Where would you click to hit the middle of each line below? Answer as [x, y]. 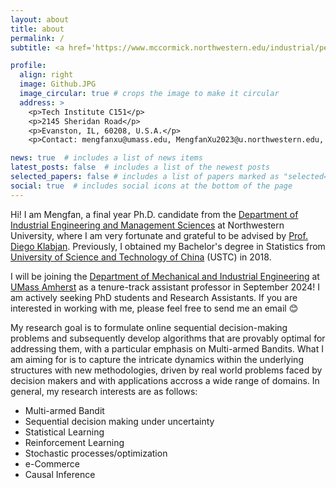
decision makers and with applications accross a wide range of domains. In [165, 380]
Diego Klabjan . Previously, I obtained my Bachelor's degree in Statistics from [168, 246]
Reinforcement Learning [74, 442]
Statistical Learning [64, 432]
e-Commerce [52, 463]
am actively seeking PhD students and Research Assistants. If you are [154, 297]
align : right [46, 75]
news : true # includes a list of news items [106, 158]
